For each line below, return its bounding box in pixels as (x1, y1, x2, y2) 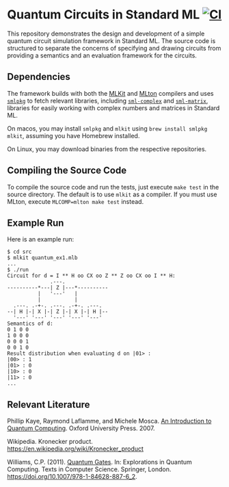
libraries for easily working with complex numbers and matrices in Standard (7, 103, 220, 112)
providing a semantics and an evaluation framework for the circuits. (7, 51, 197, 60)
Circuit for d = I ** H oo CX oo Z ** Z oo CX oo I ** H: (7, 272, 176, 280)
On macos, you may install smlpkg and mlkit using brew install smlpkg (7, 124, 208, 133)
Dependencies (7, 71, 70, 83)
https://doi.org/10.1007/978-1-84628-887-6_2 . (7, 473, 138, 481)
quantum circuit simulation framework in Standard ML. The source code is (7, 36, 216, 44)
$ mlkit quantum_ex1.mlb (7, 254, 78, 261)
